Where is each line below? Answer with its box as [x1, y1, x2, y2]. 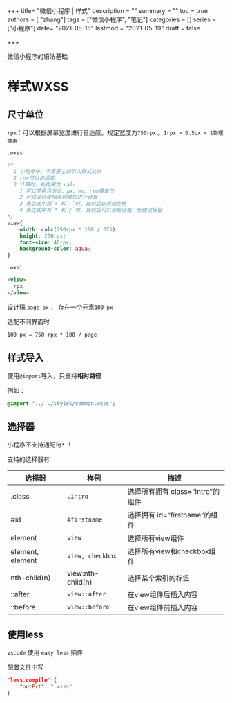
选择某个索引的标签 [127, 573, 190, 583]
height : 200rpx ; [19, 232, 67, 240]
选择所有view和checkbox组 [127, 546, 216, 556]
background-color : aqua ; [19, 245, 91, 252]
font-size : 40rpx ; [19, 239, 72, 246]
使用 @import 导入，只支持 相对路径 [7, 371, 102, 380]
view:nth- [66, 569, 99, 578]
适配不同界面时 [7, 317, 50, 326]
